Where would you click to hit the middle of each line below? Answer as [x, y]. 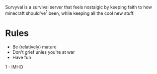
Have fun [22, 57]
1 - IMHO [14, 67]
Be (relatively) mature [34, 47]
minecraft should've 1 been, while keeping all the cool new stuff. [70, 13]
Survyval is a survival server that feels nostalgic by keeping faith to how [79, 7]
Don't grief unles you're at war [43, 52]
